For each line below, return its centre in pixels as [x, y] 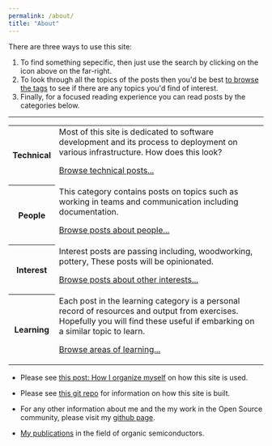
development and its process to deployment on [148, 142]
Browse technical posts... [106, 170]
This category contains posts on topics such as [149, 191]
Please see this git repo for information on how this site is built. [125, 393]
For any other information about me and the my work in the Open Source [141, 409]
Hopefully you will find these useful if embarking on [157, 321]
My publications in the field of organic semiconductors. [112, 433]
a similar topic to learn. [102, 331]
